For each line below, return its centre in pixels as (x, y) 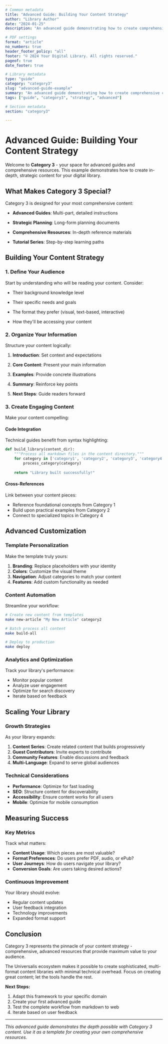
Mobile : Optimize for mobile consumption (55, 802)
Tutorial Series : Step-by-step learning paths (58, 242)
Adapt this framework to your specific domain (59, 996)
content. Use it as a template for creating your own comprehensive (74, 1032)
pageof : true (19, 60)
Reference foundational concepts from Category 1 (64, 504)
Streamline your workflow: (32, 605)
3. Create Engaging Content (39, 406)
